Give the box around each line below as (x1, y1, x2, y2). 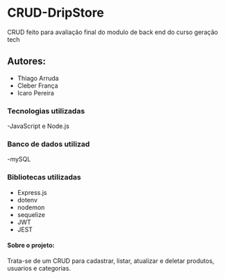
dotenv (17, 196, 38, 204)
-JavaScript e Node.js (7, 122, 69, 130)
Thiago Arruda (17, 74, 59, 82)
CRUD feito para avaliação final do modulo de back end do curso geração (7, 28, 219, 36)
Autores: (7, 56, 47, 67)
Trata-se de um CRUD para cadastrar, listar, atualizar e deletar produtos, (7, 256, 215, 265)
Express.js (17, 188, 47, 196)
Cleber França (17, 81, 58, 90)
